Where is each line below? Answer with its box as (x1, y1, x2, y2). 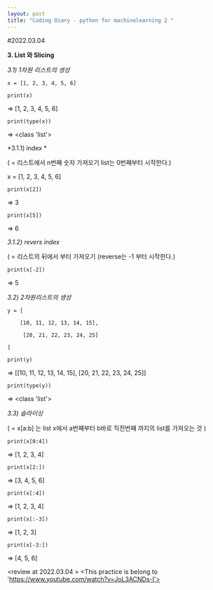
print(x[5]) (7, 211, 42, 218)
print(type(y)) (7, 382, 52, 389)
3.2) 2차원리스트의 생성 (7, 293, 71, 301)
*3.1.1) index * (7, 143, 48, 152)
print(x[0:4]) (7, 438, 49, 445)
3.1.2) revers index (7, 237, 60, 246)
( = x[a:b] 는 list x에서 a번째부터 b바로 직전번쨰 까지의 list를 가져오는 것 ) (7, 424, 207, 432)
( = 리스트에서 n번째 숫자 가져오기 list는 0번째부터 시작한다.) (7, 158, 172, 166)
